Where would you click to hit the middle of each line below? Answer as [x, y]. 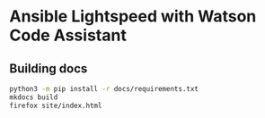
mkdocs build [34, 97]
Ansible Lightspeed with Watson [133, 17]
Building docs [49, 68]
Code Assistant [68, 35]
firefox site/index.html [56, 105]
